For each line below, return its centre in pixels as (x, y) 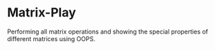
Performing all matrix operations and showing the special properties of (108, 32)
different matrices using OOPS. (51, 38)
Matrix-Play (41, 13)
